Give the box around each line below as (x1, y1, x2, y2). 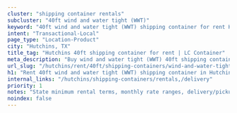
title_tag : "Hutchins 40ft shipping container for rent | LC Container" (7, 50, 226, 57)
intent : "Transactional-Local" (7, 29, 99, 37)
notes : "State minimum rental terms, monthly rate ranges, (7, 88, 185, 95)
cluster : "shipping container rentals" (7, 10, 125, 18)
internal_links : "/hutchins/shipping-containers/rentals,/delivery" (7, 75, 213, 83)
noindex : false (7, 95, 52, 102)
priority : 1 (7, 82, 42, 89)
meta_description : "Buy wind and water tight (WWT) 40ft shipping (7, 56, 207, 63)
